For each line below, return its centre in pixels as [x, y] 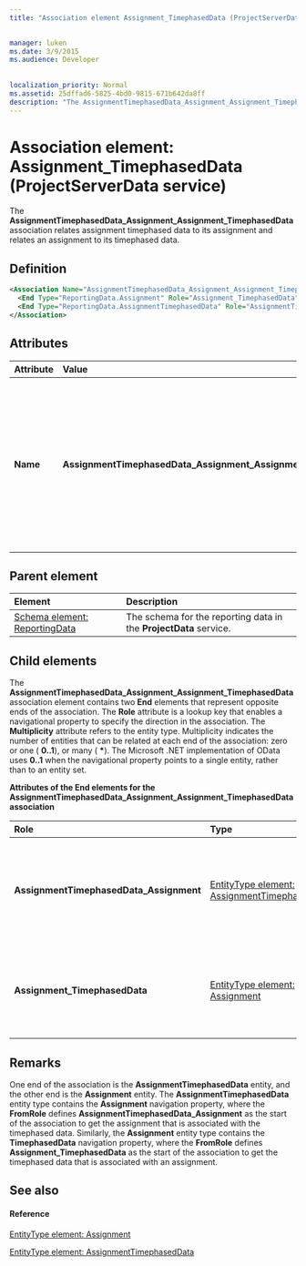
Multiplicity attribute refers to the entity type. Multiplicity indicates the [142, 731]
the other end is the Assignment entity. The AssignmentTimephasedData [149, 1094]
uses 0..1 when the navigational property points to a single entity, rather [144, 761]
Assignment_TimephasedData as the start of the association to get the [144, 1152]
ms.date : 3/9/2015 [44, 51]
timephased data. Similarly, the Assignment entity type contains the [138, 1133]
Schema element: [51, 618]
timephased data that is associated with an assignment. [114, 1162]
